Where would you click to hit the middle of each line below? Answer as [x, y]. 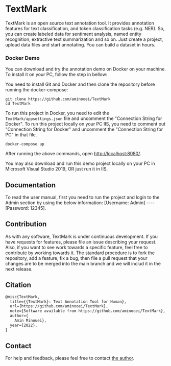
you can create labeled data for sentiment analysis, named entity [74, 34]
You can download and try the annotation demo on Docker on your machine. [86, 69]
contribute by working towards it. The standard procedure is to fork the [80, 253]
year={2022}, [24, 325]
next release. [19, 269]
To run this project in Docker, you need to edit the [57, 113]
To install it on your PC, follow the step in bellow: [56, 75]
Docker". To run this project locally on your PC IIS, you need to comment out [86, 124]
